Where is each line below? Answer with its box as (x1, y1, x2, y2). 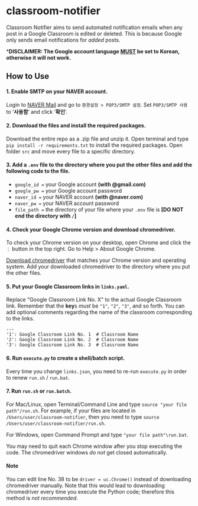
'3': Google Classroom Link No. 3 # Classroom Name (6, 342, 139, 348)
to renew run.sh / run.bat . (6, 374, 70, 381)
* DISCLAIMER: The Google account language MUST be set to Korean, (6, 47, 180, 55)
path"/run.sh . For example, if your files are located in (6, 407, 136, 414)
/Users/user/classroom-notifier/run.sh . (6, 419, 106, 427)
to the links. (6, 315, 34, 322)
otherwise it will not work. (6, 54, 72, 61)
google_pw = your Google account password (14, 187, 122, 194)
